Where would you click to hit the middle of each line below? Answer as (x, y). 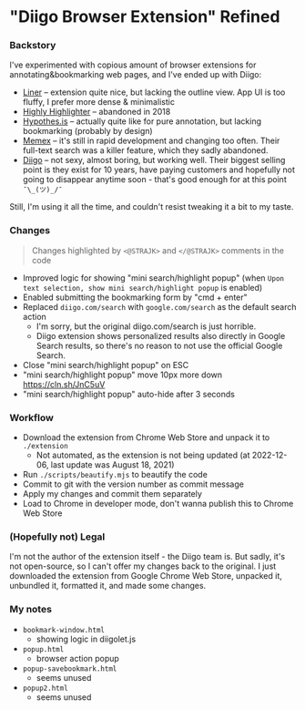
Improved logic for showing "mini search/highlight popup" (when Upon (153, 278)
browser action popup (78, 658)
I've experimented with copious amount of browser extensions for (133, 65)
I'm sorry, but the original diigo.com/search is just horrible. (146, 326)
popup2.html (45, 688)
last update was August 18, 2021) (112, 465)
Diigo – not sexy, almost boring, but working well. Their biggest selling (154, 160)
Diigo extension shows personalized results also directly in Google (161, 335)
